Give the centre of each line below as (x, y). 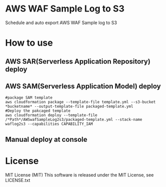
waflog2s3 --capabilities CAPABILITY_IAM (49, 124)
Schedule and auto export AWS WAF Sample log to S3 (61, 23)
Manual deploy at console (46, 139)
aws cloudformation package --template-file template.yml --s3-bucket (80, 102)
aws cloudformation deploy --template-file (51, 115)
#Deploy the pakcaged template (38, 111)
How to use (29, 43)
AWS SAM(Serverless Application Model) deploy (83, 86)
